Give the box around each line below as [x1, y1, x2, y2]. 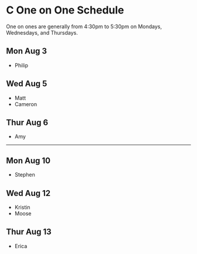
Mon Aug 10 [6, 155, 51, 165]
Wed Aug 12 [6, 188, 51, 198]
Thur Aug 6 [6, 117, 49, 127]
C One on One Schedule [6, 4, 124, 17]
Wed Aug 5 [6, 79, 47, 89]
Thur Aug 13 [6, 227, 52, 237]
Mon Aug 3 [6, 46, 47, 56]
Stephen [14, 171, 35, 178]
